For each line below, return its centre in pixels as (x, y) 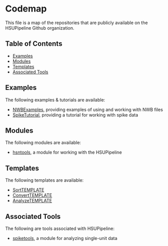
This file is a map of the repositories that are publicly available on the (77, 23)
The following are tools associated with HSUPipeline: (60, 228)
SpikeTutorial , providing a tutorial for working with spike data (75, 115)
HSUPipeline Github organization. (40, 28)
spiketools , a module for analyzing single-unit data (65, 238)
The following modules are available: (43, 143)
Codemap (26, 9)
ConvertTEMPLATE (32, 195)
